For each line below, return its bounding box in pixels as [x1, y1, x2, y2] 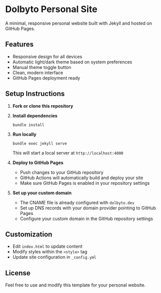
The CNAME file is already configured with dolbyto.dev [20, 199, 135, 205]
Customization [5, 230, 53, 239]
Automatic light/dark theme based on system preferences [12, 59, 132, 65]
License [5, 268, 31, 277]
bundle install [12, 122, 45, 127]
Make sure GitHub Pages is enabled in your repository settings [20, 180, 150, 186]
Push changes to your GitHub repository [20, 169, 104, 175]
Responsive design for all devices [12, 53, 83, 59]
